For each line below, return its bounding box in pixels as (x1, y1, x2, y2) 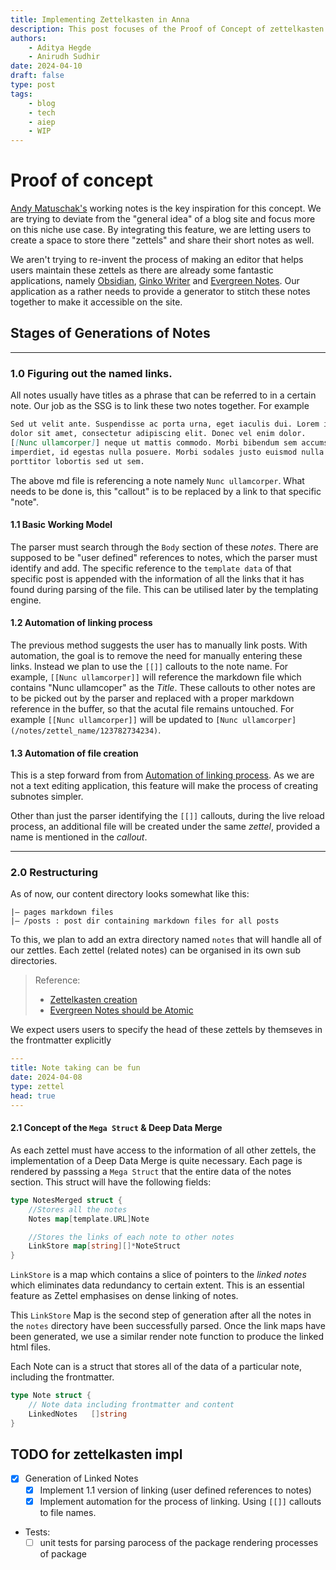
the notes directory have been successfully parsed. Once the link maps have (10, 1320, 326, 1332)
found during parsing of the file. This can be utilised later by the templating (10, 583, 319, 595)
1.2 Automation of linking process (10, 617, 153, 629)
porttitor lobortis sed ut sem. (10, 456, 145, 466)
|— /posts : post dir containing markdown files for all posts (10, 916, 280, 926)
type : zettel (10, 1082, 65, 1092)
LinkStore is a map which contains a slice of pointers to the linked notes (10, 1269, 307, 1281)
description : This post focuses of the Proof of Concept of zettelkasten (10, 24, 325, 34)
